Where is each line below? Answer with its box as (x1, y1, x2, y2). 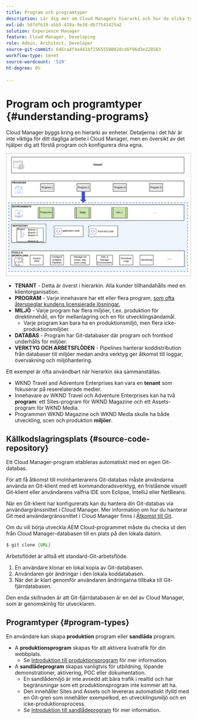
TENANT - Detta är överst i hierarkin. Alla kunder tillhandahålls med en (14, 282, 186, 289)
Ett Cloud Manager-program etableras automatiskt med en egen (6, 459, 161, 466)
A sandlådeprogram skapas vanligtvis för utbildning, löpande (14, 663, 164, 670)
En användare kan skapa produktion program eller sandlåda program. (6, 633, 176, 640)
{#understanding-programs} (6, 110, 150, 123)
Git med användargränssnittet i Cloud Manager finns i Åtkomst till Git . (6, 513, 173, 520)
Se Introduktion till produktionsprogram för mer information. (23, 656, 168, 663)
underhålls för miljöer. (14, 338, 67, 345)
